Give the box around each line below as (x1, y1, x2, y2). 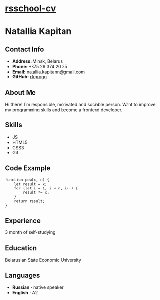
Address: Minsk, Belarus (12, 58, 63, 64)
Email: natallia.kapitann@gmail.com (12, 69, 85, 75)
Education (5, 244, 37, 252)
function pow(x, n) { (5, 177, 50, 182)
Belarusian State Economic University (5, 257, 81, 263)
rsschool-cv (5, 3, 56, 14)
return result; (14, 198, 45, 204)
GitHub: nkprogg (12, 74, 47, 80)
